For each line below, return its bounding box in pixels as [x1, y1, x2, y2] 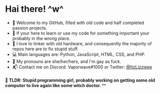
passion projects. [12, 25, 48, 31]
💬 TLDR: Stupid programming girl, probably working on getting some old [5, 77, 156, 83]
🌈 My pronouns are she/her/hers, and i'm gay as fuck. [12, 58, 122, 64]
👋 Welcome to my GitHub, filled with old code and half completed [12, 20, 144, 26]
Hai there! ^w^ [5, 3, 64, 15]
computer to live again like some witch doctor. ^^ [5, 82, 107, 88]
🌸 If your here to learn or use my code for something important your [12, 30, 150, 36]
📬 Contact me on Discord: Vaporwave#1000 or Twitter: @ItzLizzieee [12, 64, 152, 70]
